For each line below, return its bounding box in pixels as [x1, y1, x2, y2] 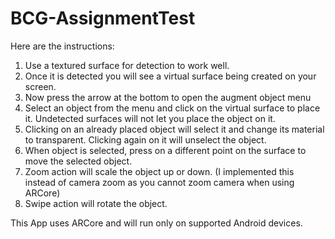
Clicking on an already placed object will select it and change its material [24, 123, 325, 135]
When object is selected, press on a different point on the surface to [24, 144, 307, 156]
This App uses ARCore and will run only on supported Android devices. [10, 217, 303, 229]
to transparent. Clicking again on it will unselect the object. [24, 133, 267, 146]
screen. [24, 80, 57, 92]
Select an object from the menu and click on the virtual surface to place [24, 102, 321, 114]
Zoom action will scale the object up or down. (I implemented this [24, 165, 295, 177]
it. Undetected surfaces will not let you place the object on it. [24, 112, 276, 124]
